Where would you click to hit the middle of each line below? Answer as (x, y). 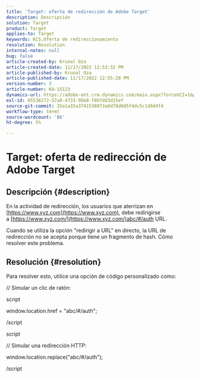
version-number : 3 (29, 84)
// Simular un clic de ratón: (39, 287)
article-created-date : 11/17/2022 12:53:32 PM (65, 67)
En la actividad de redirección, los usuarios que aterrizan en (80, 206)
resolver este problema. (35, 243)
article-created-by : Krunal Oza (46, 61)
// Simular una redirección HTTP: (46, 345)
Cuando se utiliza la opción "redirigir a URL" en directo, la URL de (86, 231)
